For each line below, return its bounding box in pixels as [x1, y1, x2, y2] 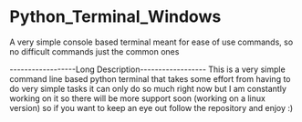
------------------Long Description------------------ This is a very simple [9, 64, 286, 75]
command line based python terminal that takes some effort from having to [9, 73, 291, 84]
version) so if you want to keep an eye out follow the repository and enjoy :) [9, 102, 294, 113]
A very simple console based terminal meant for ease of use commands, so [9, 36, 294, 47]
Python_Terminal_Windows [9, 6, 222, 27]
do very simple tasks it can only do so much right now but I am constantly [9, 83, 287, 94]
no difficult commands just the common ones [9, 46, 180, 56]
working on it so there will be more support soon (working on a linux [9, 93, 266, 104]
